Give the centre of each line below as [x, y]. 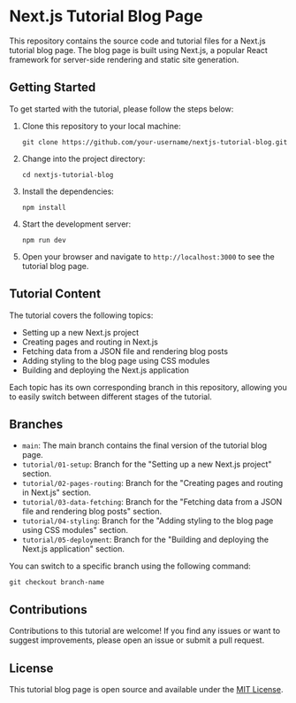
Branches [36, 424]
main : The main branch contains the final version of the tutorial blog [144, 445]
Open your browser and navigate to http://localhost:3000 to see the [148, 256]
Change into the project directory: [83, 158]
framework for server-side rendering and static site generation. [124, 59]
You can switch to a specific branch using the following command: [130, 566]
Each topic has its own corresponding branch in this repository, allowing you [148, 387]
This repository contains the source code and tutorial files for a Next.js [138, 41]
